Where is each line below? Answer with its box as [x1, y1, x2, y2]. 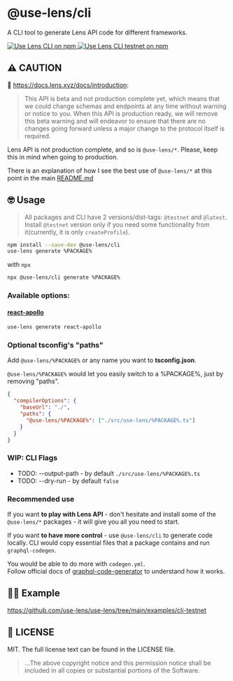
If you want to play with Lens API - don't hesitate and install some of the [7, 510, 216, 519]
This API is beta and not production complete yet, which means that [24, 94, 220, 103]
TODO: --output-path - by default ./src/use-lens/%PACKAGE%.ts [17, 469, 201, 477]
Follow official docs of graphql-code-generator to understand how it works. [7, 567, 225, 576]
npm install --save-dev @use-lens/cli [7, 241, 120, 249]
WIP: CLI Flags [7, 453, 58, 463]
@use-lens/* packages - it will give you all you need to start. [7, 517, 180, 526]
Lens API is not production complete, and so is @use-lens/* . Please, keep [7, 145, 218, 154]
